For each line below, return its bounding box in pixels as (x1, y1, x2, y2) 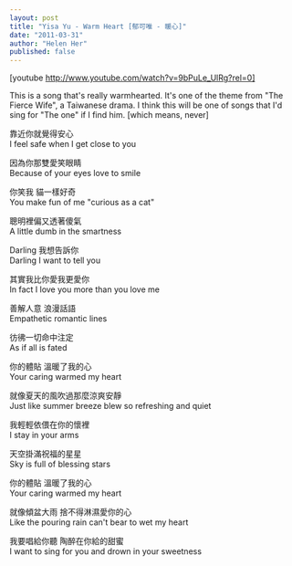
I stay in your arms (9, 430, 79, 441)
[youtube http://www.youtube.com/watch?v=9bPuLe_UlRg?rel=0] (9, 72, 255, 83)
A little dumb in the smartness (9, 225, 122, 237)
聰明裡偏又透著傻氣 (9, 215, 82, 226)
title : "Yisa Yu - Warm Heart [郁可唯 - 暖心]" (9, 22, 187, 31)
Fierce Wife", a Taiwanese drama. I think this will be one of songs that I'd (9, 100, 283, 110)
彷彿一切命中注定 (9, 332, 74, 343)
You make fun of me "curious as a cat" (9, 197, 155, 208)
